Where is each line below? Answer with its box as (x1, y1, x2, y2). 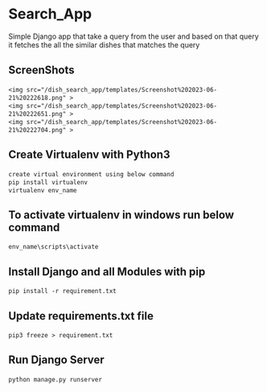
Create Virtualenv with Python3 (8, 148, 170, 162)
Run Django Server (8, 353, 105, 367)
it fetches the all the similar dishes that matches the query (8, 39, 200, 49)
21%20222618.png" (8, 93, 67, 101)
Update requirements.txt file (8, 309, 154, 323)
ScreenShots (8, 64, 75, 77)
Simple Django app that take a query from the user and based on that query (8, 31, 259, 41)
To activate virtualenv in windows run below (8, 208, 235, 221)
